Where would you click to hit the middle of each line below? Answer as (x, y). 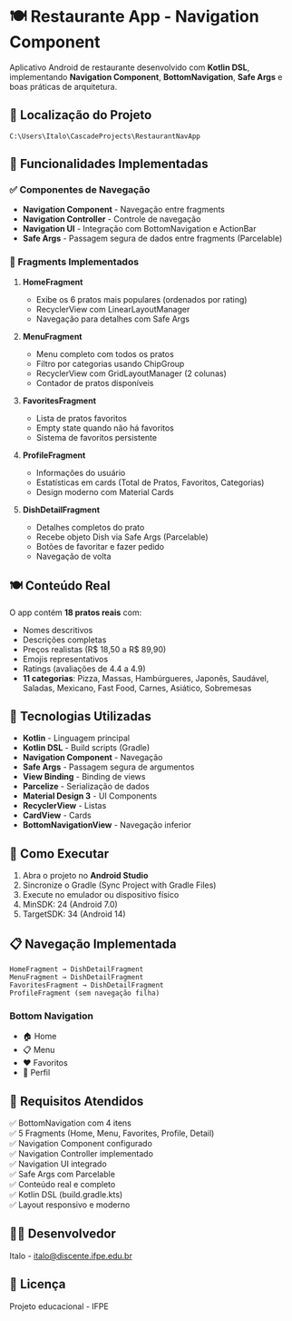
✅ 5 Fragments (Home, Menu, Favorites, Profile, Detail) (112, 1133)
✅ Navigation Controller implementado (82, 1154)
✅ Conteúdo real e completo (63, 1185)
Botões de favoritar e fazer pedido (100, 546)
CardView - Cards (57, 815)
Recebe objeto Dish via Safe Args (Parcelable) (122, 537)
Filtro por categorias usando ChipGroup (110, 363)
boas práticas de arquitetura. (63, 86)
